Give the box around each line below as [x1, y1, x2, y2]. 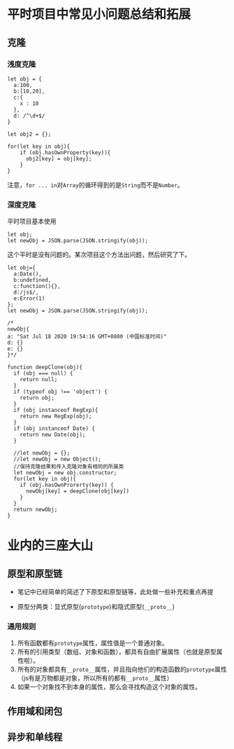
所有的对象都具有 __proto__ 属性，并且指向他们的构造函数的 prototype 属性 [17, 665, 227, 673]
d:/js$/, [13, 289, 39, 296]
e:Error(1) [13, 295, 45, 302]
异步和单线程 [7, 731, 63, 743]
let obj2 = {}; [7, 130, 52, 137]
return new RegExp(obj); [20, 413, 92, 420]
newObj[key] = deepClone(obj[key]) [25, 488, 130, 495]
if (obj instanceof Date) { [13, 425, 96, 432]
